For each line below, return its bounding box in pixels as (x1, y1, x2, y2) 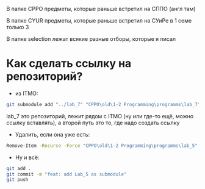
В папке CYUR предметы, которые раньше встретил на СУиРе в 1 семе (6, 17, 192, 24)
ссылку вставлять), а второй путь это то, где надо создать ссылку (6, 119, 180, 126)
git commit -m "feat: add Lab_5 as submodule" (6, 171, 127, 177)
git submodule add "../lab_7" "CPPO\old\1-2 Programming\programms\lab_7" (6, 101, 201, 107)
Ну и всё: (15, 154, 40, 161)
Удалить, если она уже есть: (15, 130, 90, 138)
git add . (6, 165, 32, 171)
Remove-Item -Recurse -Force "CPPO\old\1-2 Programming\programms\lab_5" (6, 143, 198, 149)
